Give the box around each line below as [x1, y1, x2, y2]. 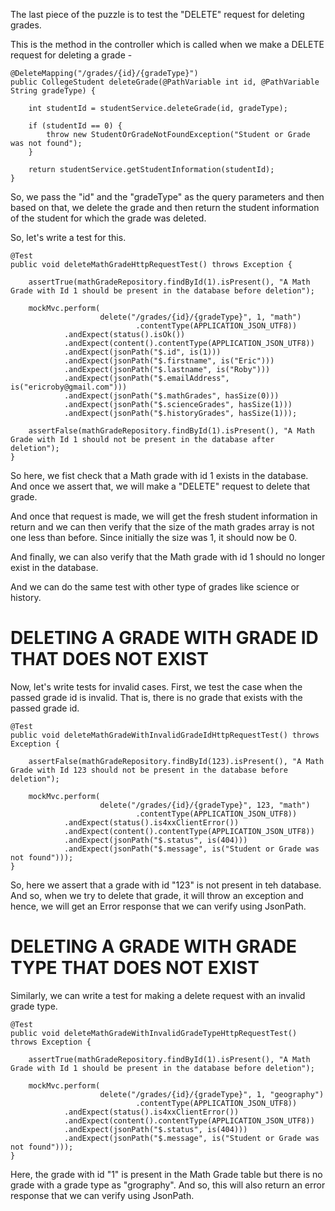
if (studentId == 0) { [28, 121, 123, 131]
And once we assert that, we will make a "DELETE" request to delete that [10, 480, 311, 492]
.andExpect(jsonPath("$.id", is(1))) [63, 347, 222, 357]
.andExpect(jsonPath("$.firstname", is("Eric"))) [63, 356, 275, 366]
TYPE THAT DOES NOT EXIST [10, 957, 260, 979]
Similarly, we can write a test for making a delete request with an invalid [10, 989, 306, 1001]
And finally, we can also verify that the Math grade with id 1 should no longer [10, 551, 326, 563]
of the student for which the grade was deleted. [10, 212, 207, 224]
